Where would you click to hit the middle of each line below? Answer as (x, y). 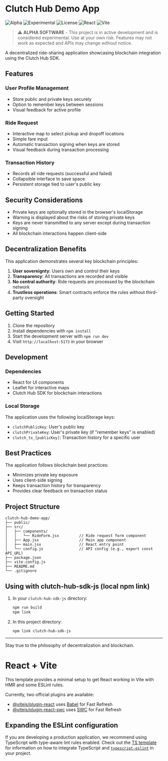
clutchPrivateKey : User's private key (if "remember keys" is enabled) (84, 432)
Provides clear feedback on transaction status (60, 491)
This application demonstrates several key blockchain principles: (72, 261)
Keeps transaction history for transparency (56, 486)
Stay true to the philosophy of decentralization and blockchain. (70, 645)
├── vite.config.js (25, 562)
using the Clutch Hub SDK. (33, 58)
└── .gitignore (21, 571)
